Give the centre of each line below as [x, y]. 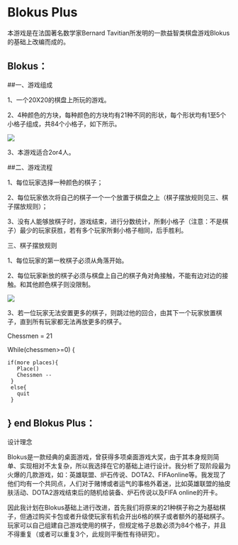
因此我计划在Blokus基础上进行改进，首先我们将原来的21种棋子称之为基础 [113, 507]
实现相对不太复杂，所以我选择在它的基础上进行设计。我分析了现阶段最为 [125, 466]
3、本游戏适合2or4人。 [41, 152]
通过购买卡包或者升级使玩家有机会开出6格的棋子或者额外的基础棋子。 [127, 516]
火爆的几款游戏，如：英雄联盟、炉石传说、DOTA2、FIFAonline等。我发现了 [117, 474]
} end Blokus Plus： [51, 423]
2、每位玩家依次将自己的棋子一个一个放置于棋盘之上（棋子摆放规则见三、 [115, 197]
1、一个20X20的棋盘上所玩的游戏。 [59, 99]
